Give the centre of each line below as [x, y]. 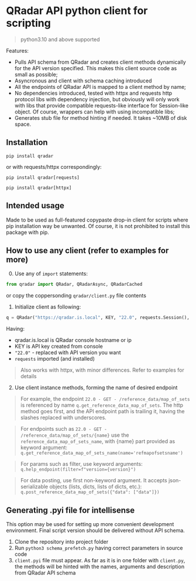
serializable [34, 487]
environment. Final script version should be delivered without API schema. [96, 530]
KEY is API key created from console [59, 347]
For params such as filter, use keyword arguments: [81, 464]
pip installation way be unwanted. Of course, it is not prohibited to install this [98, 226]
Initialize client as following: [48, 307]
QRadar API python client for [77, 11]
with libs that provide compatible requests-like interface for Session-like [102, 105]
